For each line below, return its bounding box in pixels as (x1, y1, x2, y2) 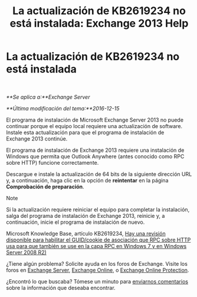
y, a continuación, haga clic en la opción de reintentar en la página (6, 177, 169, 184)
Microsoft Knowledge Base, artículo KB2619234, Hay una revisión (6, 230, 166, 237)
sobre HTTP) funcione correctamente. (6, 159, 99, 166)
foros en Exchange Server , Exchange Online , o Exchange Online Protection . (6, 266, 189, 273)
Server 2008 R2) (6, 249, 47, 256)
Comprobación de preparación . (6, 183, 84, 190)
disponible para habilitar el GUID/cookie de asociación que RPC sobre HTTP (6, 236, 191, 243)
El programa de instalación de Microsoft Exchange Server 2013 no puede (6, 116, 184, 123)
